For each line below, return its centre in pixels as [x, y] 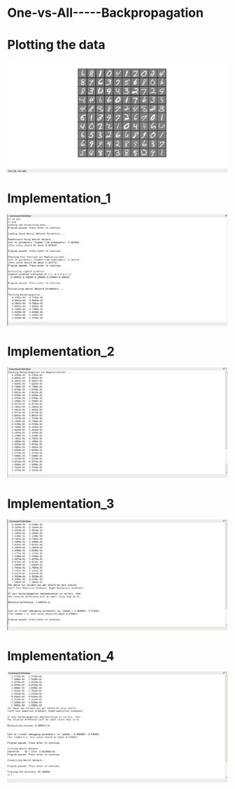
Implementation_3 [61, 504]
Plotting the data [57, 45]
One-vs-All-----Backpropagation [106, 13]
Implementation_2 [61, 352]
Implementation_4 [61, 656]
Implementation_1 [59, 198]
